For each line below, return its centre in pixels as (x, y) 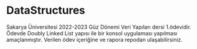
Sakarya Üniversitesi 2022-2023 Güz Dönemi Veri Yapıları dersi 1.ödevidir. (99, 27)
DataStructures (46, 10)
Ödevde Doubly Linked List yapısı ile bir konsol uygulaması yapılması (92, 33)
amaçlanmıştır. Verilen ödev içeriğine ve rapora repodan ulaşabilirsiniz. (95, 39)
